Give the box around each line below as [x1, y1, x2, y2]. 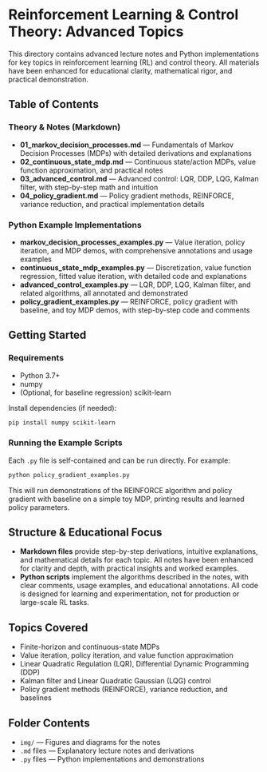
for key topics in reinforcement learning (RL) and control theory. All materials [8, 58, 260, 67]
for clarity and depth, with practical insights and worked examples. [19, 563, 239, 573]
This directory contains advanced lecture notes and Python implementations [8, 49, 259, 58]
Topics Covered [8, 621, 88, 635]
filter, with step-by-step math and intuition [19, 182, 159, 192]
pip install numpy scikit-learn [8, 418, 116, 427]
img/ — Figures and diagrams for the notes [19, 738, 161, 747]
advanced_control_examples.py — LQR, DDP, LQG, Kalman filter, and [19, 280, 251, 289]
